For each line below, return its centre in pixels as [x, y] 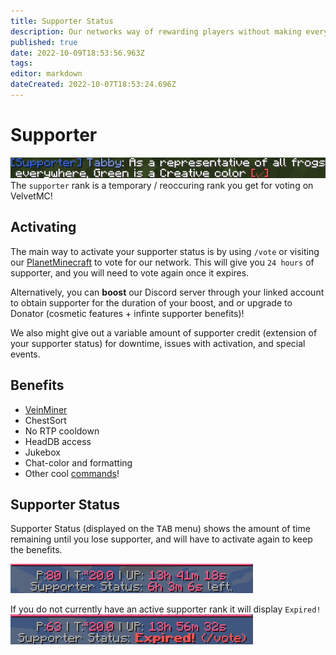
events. [25, 354]
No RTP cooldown [62, 431]
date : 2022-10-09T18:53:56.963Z [77, 53]
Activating [43, 227]
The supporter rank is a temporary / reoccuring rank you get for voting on [162, 185]
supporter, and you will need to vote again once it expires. [130, 272]
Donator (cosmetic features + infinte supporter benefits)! [127, 313]
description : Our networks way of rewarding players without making [156, 31]
